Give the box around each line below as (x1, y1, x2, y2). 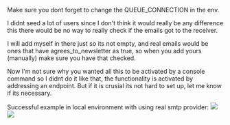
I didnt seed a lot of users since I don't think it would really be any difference (7, 19, 224, 27)
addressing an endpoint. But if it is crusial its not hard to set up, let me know (7, 82, 222, 89)
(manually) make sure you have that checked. (7, 54, 136, 62)
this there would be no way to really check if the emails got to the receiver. (7, 27, 218, 34)
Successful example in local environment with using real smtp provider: (7, 103, 209, 111)
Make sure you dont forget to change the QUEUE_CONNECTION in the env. (7, 6, 220, 14)
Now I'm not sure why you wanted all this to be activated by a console (7, 68, 205, 75)
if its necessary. (7, 89, 52, 97)
